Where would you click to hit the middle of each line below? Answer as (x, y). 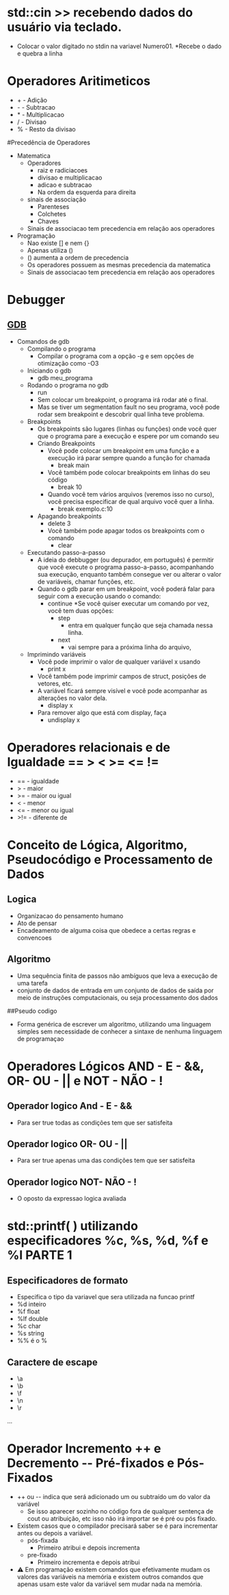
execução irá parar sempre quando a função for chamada (129, 457)
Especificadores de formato (68, 1280)
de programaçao (40, 1038)
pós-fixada (42, 1540)
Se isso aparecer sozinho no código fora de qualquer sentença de (120, 1511)
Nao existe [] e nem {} (58, 243)
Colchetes (52, 214)
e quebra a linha (40, 53)
